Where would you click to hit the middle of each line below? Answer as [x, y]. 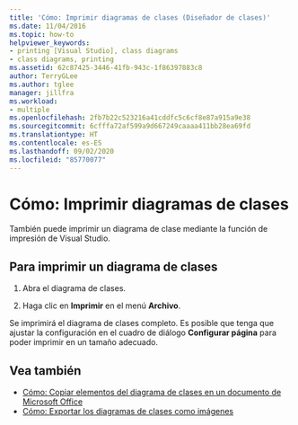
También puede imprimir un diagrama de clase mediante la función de [139, 229]
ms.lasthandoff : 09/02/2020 [62, 151]
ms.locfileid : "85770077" [57, 159]
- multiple [30, 110]
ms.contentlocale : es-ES [56, 143]
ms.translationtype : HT [54, 135]
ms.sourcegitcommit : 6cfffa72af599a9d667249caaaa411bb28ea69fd [130, 127]
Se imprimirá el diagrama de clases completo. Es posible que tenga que [142, 323]
